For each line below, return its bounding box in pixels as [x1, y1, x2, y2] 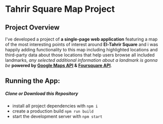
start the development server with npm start [12, 114, 103, 120]
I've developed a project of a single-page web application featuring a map [5, 36, 158, 42]
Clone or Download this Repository [5, 90, 79, 96]
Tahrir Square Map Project [5, 3, 115, 15]
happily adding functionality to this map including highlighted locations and [5, 47, 158, 52]
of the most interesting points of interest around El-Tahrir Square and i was [5, 41, 158, 47]
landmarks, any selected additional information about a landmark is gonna [5, 57, 158, 63]
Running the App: [5, 77, 60, 85]
